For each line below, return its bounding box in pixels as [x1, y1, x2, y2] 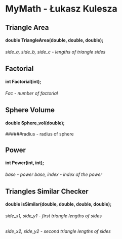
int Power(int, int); [5, 160, 45, 166]
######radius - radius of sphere [5, 131, 74, 137]
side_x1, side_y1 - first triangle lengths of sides [5, 213, 102, 219]
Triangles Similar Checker [5, 187, 89, 196]
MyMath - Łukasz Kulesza [5, 3, 117, 15]
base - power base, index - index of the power [5, 171, 102, 177]
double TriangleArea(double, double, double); [5, 37, 104, 43]
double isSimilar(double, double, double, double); [5, 201, 112, 207]
